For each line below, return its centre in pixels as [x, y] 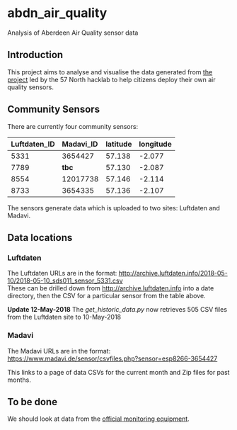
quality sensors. [31, 87]
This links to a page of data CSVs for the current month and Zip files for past [118, 372]
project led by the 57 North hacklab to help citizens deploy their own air [111, 79]
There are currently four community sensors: [73, 126]
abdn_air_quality [57, 13]
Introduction [35, 55]
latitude [119, 144]
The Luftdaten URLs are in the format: [62, 273]
